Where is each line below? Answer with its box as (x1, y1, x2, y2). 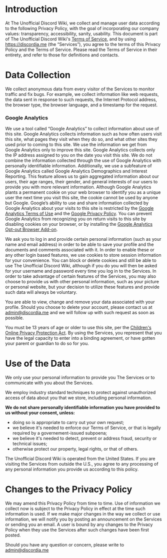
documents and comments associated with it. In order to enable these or (5, 247, 155, 253)
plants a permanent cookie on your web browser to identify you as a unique (5, 189, 161, 195)
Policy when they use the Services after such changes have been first (5, 527, 149, 533)
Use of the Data (5, 358, 71, 369)
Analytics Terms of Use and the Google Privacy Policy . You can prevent (5, 211, 152, 217)
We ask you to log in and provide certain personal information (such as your (5, 236, 161, 242)
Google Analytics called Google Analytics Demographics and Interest (5, 168, 147, 174)
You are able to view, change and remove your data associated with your (5, 299, 155, 305)
